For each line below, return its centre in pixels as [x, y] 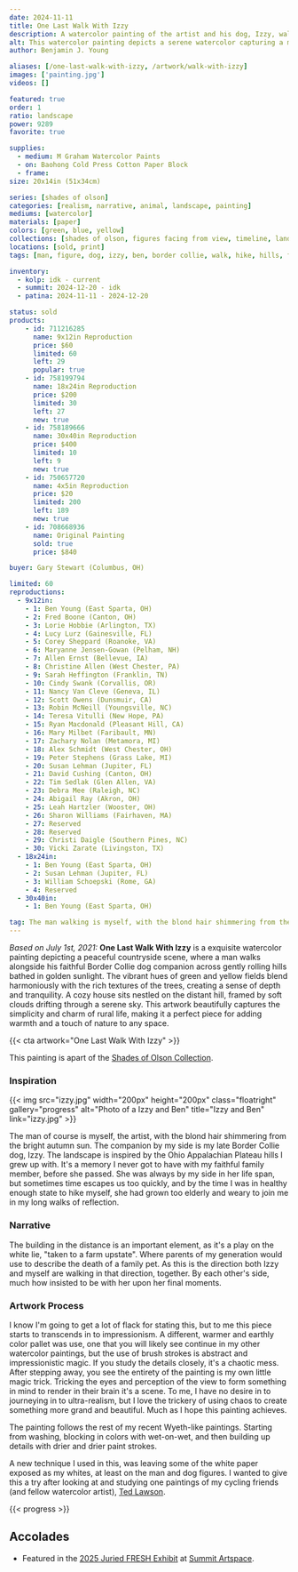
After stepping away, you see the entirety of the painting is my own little [141, 1372]
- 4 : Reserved [51, 890]
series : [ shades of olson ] [59, 197]
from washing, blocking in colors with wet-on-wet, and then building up [140, 1436]
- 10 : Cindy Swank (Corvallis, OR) [91, 683]
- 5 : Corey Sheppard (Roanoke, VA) [91, 642]
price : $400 [55, 445]
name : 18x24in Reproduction [85, 387]
